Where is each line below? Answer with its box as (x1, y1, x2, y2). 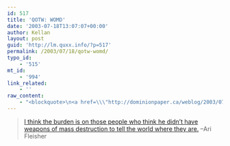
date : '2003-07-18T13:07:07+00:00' (7, 23, 109, 29)
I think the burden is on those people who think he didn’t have (23, 117, 199, 126)
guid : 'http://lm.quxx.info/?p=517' (7, 42, 112, 48)
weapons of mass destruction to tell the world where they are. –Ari (23, 124, 212, 133)
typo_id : (7, 55, 32, 61)
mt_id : (7, 67, 26, 74)
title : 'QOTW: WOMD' (7, 16, 66, 23)
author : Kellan (7, 29, 51, 36)
